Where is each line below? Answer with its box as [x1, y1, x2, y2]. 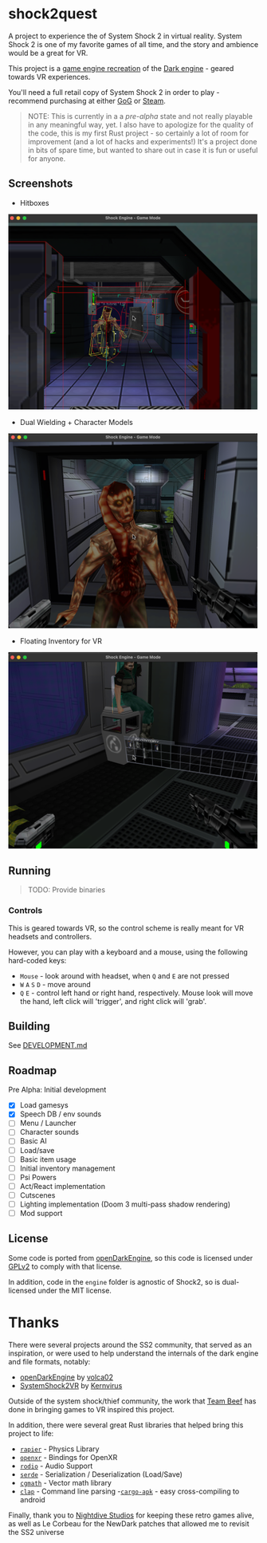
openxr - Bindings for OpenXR [19, 1452, 118, 1462]
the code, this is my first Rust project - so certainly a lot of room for [27, 128, 249, 138]
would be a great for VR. [8, 48, 88, 57]
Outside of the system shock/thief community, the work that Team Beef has [8, 1396, 257, 1406]
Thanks [8, 1313, 60, 1332]
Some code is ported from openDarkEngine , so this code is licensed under [8, 1253, 253, 1262]
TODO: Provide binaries [27, 885, 106, 895]
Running [8, 864, 52, 877]
